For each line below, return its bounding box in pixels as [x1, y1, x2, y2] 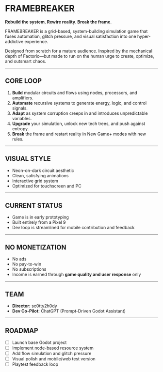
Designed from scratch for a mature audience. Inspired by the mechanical [5, 48, 153, 54]
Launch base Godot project [12, 340, 67, 345]
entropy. [12, 125, 29, 131]
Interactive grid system [12, 178, 58, 184]
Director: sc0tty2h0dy [12, 303, 57, 309]
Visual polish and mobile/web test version [12, 356, 96, 361]
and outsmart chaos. [5, 58, 47, 64]
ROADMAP [5, 326, 38, 335]
